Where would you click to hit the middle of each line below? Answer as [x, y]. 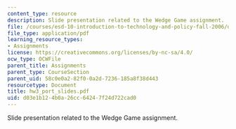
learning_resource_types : [45, 40]
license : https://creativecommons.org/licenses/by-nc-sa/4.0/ [100, 53]
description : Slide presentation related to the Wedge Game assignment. [116, 20]
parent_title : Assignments [47, 66]
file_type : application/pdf [48, 33]
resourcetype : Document [42, 85]
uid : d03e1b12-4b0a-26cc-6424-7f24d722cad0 [72, 98]
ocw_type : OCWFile [34, 59]
